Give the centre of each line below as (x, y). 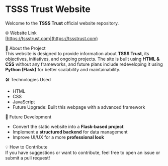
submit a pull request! (28, 158)
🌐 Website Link (21, 33)
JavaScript (24, 102)
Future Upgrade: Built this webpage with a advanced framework (79, 107)
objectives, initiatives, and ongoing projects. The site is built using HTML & (82, 59)
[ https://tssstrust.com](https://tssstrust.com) (52, 38)
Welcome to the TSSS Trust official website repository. (62, 23)
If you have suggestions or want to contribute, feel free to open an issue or (83, 152)
